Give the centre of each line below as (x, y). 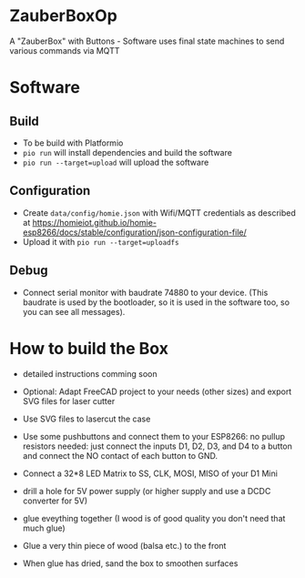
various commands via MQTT (65, 50)
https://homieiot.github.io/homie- (95, 222)
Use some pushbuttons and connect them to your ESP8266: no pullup (153, 436)
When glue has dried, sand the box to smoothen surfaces (130, 563)
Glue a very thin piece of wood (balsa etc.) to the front (124, 545)
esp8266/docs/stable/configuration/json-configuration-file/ (135, 232)
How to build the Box (89, 348)
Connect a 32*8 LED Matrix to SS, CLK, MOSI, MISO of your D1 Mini (150, 473)
